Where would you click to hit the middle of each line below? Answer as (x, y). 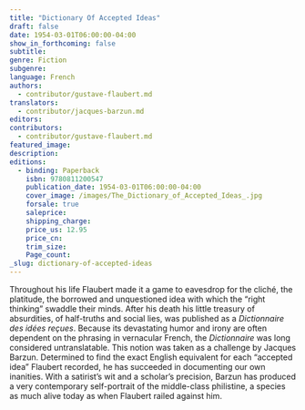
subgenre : (28, 69)
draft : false (34, 26)
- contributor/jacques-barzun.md (81, 111)
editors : (26, 119)
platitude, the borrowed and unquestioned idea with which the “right (137, 299)
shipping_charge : (59, 221)
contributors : (36, 128)
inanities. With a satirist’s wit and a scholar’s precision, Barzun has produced (153, 376)
